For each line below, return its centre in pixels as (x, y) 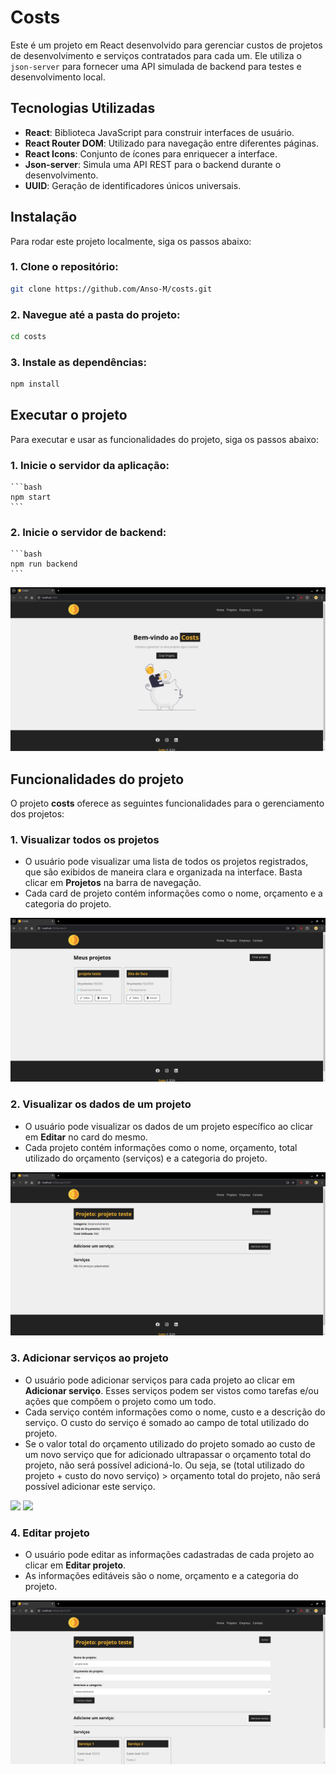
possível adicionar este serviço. (90, 1486)
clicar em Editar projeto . (75, 1565)
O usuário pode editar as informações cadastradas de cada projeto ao (169, 1555)
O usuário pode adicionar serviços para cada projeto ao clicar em (159, 1380)
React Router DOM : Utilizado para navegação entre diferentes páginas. (172, 143)
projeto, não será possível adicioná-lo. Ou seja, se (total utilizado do (164, 1465)
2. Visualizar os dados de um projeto (101, 1104)
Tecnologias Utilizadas (83, 108)
